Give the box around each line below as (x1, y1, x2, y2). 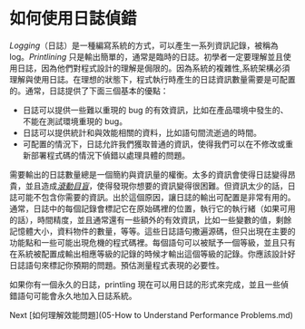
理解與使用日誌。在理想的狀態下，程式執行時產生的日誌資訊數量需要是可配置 (9, 73, 296, 84)
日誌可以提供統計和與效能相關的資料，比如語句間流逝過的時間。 (22, 127, 261, 138)
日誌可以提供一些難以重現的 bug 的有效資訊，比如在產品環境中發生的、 (22, 104, 289, 115)
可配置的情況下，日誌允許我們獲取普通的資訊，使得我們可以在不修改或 (22, 138, 286, 150)
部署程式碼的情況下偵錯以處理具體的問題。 (30, 150, 191, 160)
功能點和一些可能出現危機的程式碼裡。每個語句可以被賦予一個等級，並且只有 (9, 237, 296, 247)
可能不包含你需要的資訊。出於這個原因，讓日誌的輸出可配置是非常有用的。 (16, 191, 296, 202)
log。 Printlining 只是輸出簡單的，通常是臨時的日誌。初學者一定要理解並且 (9, 51, 284, 62)
